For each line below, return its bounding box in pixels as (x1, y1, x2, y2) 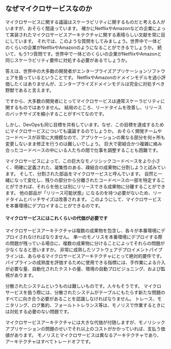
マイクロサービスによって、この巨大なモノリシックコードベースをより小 (5, 158, 156, 164)
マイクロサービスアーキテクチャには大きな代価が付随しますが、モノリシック (5, 319, 165, 326)
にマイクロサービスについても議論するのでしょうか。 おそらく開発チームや (5, 128, 162, 134)
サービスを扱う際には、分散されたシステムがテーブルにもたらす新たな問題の (5, 289, 165, 295)
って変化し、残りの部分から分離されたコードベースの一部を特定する (18, 177, 161, 183)
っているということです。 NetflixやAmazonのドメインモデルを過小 (22, 74, 161, 80)
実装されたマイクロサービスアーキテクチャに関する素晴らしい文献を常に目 (9, 32, 165, 38)
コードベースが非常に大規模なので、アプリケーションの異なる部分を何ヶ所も (5, 134, 165, 140)
